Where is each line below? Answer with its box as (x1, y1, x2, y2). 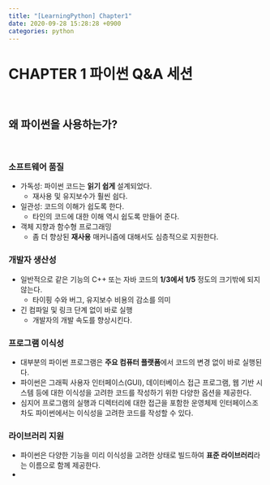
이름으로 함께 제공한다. (28, 461, 101, 470)
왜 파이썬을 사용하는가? (8, 117, 118, 131)
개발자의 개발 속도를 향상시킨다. (32, 314, 132, 325)
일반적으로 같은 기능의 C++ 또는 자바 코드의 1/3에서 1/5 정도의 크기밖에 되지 (19, 274, 261, 284)
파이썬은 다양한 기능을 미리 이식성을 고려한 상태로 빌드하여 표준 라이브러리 (19, 450, 254, 460)
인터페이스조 (218, 398, 259, 408)
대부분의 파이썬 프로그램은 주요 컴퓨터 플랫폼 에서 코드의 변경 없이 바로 (19, 357, 241, 367)
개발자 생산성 (8, 254, 57, 266)
